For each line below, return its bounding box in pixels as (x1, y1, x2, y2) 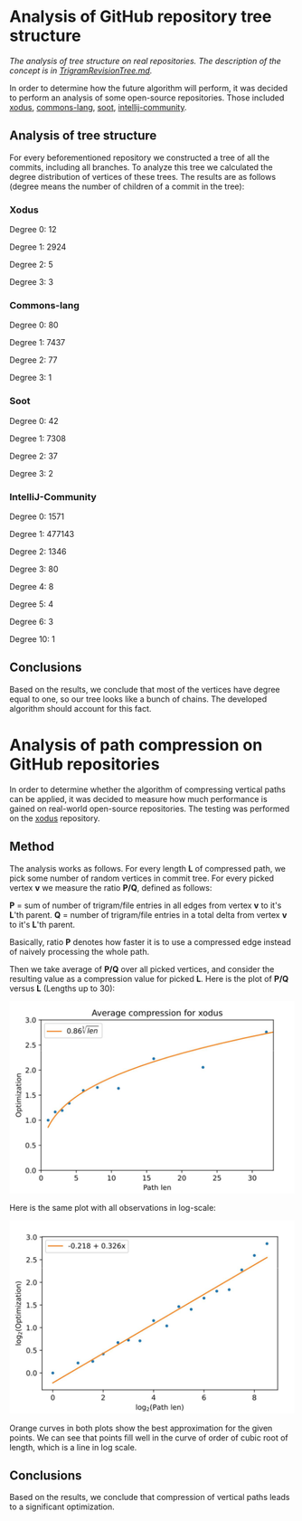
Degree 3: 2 (9, 468, 54, 478)
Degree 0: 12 (9, 224, 57, 235)
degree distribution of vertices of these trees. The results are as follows (9, 171, 277, 182)
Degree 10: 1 (9, 633, 56, 644)
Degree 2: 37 (9, 450, 59, 461)
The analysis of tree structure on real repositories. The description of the (9, 55, 282, 66)
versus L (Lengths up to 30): (9, 983, 116, 994)
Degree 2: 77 (9, 354, 58, 365)
